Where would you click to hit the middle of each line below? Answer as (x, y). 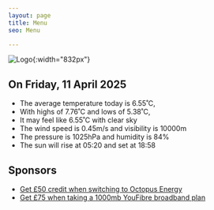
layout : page (30, 15)
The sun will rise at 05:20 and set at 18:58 (88, 145)
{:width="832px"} (62, 59)
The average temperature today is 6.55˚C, (87, 103)
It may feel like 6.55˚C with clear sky (79, 120)
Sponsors (32, 170)
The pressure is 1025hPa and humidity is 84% (94, 137)
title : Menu (28, 23)
